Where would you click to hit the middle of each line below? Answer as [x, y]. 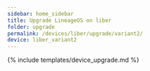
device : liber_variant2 [42, 40]
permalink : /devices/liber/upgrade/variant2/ [75, 33]
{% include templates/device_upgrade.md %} [73, 60]
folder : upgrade [31, 27]
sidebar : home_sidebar [40, 14]
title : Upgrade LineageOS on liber [60, 20]
